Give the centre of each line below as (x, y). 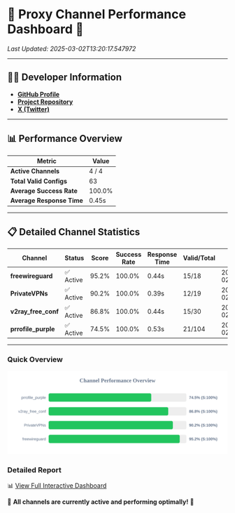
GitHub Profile (38, 94)
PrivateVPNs (29, 293)
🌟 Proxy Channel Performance (97, 14)
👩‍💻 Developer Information (65, 78)
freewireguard (31, 276)
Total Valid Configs (39, 181)
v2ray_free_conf (35, 311)
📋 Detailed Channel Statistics (74, 232)
